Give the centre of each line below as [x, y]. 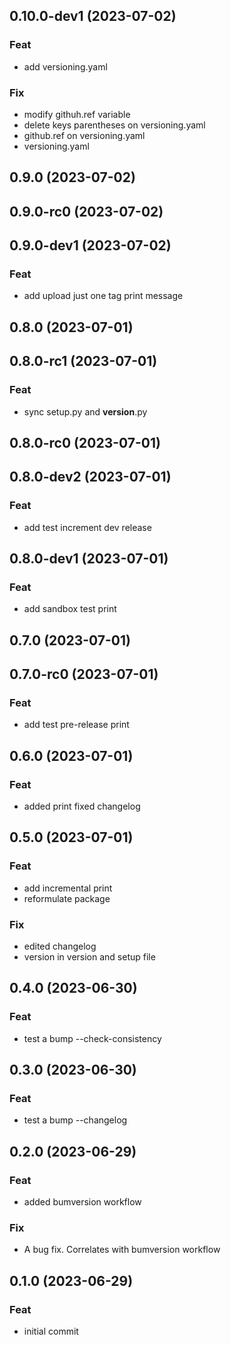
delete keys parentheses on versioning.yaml [114, 125]
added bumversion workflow [82, 1202]
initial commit [51, 1331]
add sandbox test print [70, 609]
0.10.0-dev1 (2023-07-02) [93, 16]
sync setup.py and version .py [85, 411]
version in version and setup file [89, 957]
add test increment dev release [87, 527]
